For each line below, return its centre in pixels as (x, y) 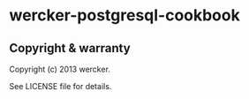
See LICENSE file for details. (60, 86)
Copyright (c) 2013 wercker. (60, 69)
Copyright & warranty (70, 48)
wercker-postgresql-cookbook (124, 15)
